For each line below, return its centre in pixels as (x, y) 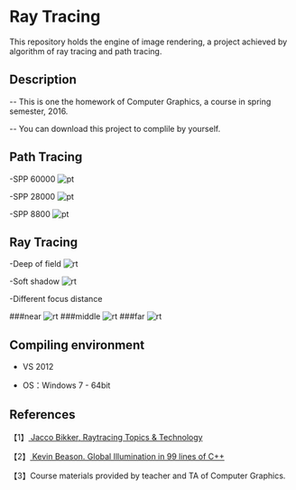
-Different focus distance (56, 299)
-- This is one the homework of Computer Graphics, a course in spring (140, 101)
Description (43, 80)
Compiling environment (77, 345)
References (42, 415)
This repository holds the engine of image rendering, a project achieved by (148, 42)
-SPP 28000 (32, 196)
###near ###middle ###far (77, 316)
